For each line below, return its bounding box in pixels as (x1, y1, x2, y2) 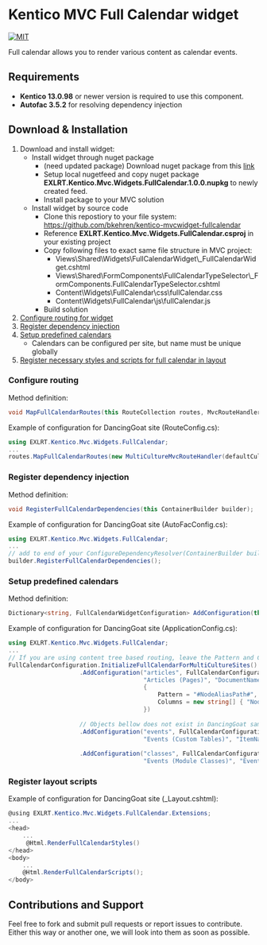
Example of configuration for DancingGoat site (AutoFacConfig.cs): (8, 519, 228, 529)
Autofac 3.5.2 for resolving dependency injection (19, 99, 183, 109)
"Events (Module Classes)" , (143, 757, 237, 765)
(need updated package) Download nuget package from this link (43, 161, 255, 170)
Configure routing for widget (19, 312, 114, 323)
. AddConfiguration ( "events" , (79, 727, 176, 736)
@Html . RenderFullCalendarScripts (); (22, 869, 145, 877)
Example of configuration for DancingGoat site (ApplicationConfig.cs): (8, 624, 238, 633)
